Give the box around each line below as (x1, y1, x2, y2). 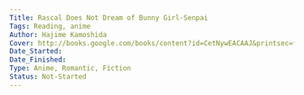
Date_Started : (9, 47, 63, 56)
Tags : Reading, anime (9, 22, 91, 31)
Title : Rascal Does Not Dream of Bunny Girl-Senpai (9, 13, 208, 23)
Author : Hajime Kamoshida (9, 30, 107, 39)
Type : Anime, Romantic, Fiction (9, 64, 131, 73)
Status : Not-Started (9, 72, 88, 81)
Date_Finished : (9, 55, 67, 64)
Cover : (9, 38, 34, 48)
